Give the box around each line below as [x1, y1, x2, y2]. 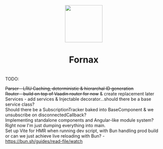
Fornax [69, 54, 99, 66]
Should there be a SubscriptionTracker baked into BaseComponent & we [5, 106, 154, 112]
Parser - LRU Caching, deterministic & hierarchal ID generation [5, 85, 134, 91]
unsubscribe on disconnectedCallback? [5, 112, 87, 118]
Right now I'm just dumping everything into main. [5, 122, 106, 128]
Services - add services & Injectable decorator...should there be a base [5, 96, 152, 102]
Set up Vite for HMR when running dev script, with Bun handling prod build [5, 128, 159, 134]
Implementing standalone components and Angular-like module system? [5, 117, 154, 123]
